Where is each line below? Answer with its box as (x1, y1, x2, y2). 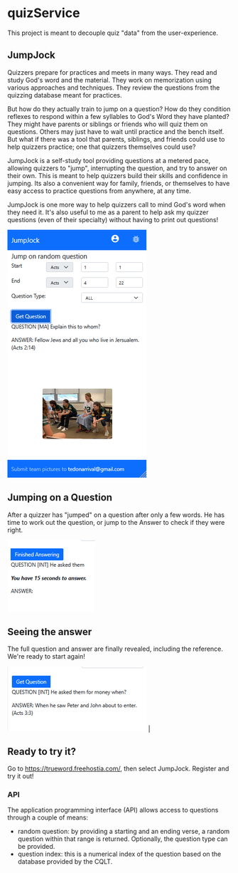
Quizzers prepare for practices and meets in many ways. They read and (7, 68, 217, 76)
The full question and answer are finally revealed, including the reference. (7, 644, 224, 653)
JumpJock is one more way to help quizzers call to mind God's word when (7, 200, 226, 209)
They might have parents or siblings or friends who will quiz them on (7, 120, 208, 128)
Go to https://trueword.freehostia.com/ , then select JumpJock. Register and (7, 764, 229, 773)
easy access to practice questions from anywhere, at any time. (7, 187, 192, 195)
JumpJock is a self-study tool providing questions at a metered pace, (7, 156, 211, 164)
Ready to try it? (7, 746, 77, 758)
